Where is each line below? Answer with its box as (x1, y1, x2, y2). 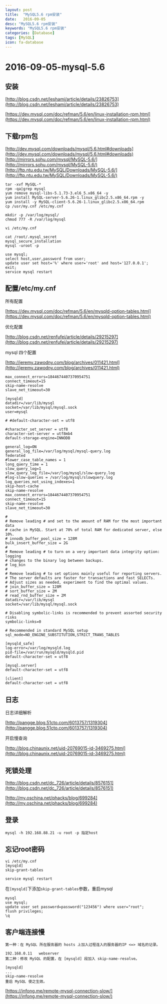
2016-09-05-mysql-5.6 (5, 61, 105, 72)
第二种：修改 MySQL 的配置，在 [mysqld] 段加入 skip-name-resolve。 (5, 957, 139, 962)
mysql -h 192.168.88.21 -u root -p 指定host (5, 830, 98, 835)
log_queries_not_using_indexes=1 (5, 479, 75, 485)
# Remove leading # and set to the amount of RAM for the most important (5, 519, 162, 524)
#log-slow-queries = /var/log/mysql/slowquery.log (5, 475, 113, 480)
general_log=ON (5, 444, 37, 450)
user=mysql (5, 409, 28, 415)
